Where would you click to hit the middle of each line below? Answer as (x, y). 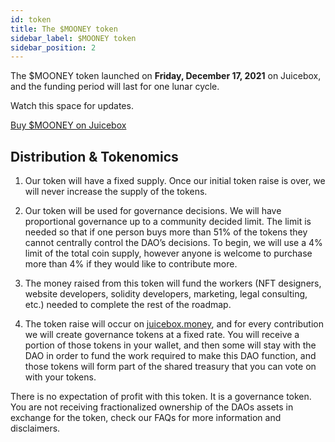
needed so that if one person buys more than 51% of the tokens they (166, 232)
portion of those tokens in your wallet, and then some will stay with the (170, 345)
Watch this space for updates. (72, 106)
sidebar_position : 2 (53, 47)
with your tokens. (60, 377)
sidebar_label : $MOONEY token (73, 38)
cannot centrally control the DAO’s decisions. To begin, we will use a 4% (173, 243)
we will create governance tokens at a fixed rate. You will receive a (162, 335)
